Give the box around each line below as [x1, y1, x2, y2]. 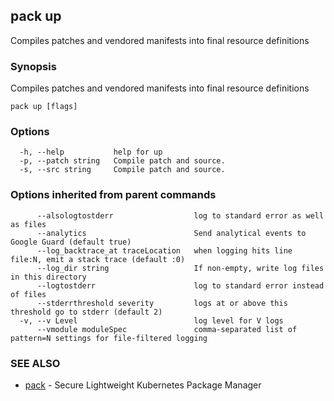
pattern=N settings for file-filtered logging [10, 333, 208, 343]
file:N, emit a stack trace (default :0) [10, 254, 186, 264]
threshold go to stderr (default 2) [10, 307, 163, 317]
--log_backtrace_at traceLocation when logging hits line [36, 245, 293, 256]
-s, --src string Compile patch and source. [19, 165, 226, 175]
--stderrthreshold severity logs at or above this [36, 298, 288, 308]
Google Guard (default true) [10, 237, 132, 247]
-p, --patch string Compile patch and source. [19, 156, 226, 166]
